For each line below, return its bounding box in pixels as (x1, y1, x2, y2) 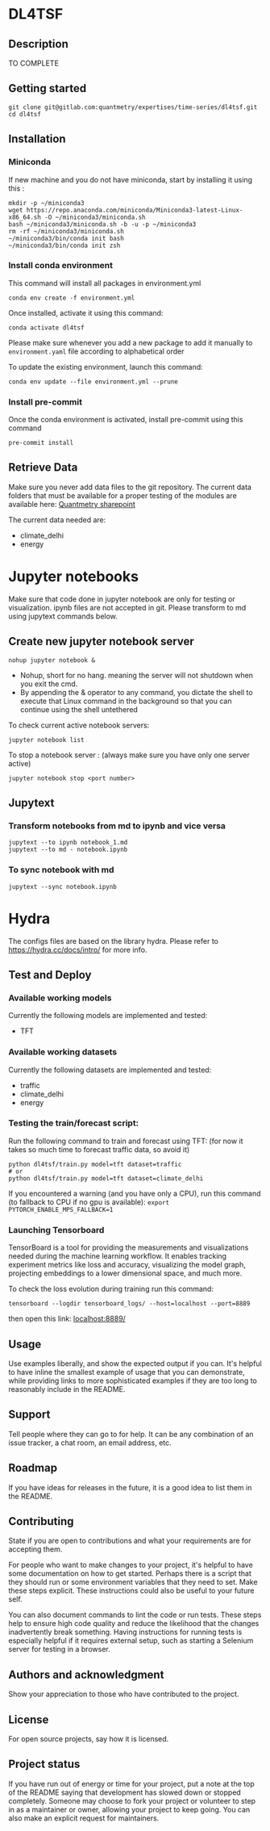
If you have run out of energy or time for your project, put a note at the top (8, 1779, 255, 1788)
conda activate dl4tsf (8, 324, 85, 332)
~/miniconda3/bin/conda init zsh (8, 241, 121, 249)
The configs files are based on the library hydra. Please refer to (8, 936, 219, 945)
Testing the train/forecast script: (8, 1117, 139, 1129)
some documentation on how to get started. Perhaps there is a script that (8, 1569, 251, 1578)
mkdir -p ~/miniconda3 (8, 199, 85, 207)
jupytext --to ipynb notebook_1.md (8, 839, 128, 847)
